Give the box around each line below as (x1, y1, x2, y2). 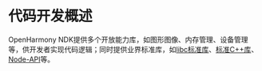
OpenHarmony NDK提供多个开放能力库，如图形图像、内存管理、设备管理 (8, 35, 249, 44)
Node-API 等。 (8, 54, 55, 64)
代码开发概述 (8, 7, 93, 25)
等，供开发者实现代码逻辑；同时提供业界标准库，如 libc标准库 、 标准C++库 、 (8, 44, 259, 54)
